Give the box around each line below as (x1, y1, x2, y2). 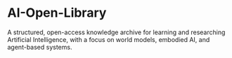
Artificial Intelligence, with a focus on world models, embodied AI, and (7, 35, 210, 43)
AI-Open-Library (7, 5, 107, 21)
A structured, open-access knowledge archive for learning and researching (7, 28, 226, 36)
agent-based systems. (7, 43, 72, 51)
